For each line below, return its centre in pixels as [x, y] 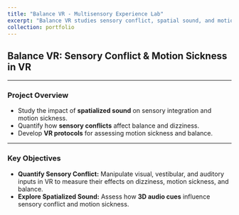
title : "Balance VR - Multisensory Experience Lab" [85, 14]
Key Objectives [34, 158]
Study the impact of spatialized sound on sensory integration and [115, 111]
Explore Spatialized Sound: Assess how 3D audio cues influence [114, 197]
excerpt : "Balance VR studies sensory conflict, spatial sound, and [111, 21]
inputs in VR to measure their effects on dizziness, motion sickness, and [123, 181]
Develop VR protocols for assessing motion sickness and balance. [115, 133]
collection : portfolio [41, 27]
